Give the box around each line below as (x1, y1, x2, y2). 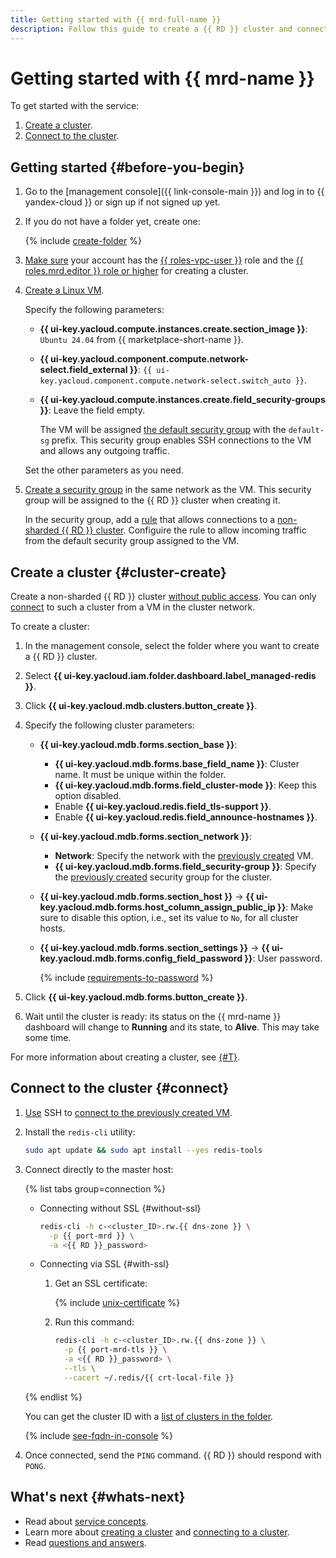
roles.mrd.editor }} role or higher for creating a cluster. (24, 265, 249, 277)
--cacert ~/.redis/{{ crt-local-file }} (63, 1372, 235, 1383)
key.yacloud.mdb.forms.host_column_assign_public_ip (39, 901, 276, 913)
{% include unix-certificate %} (54, 1297, 181, 1309)
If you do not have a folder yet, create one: (24, 216, 201, 228)
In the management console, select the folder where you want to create (24, 640, 320, 652)
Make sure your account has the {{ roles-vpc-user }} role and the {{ (24, 254, 304, 266)
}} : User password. (244, 952, 323, 965)
